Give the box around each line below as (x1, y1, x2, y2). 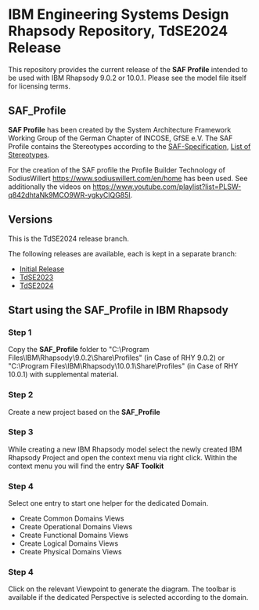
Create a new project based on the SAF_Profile (8, 407, 160, 416)
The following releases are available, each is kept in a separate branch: (8, 249, 237, 258)
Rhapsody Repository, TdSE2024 (8, 22, 228, 40)
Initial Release (19, 264, 65, 274)
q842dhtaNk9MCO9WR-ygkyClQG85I (8, 190, 131, 199)
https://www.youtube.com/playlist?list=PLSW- (92, 182, 242, 191)
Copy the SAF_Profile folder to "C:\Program (8, 345, 150, 354)
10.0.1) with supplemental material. (8, 370, 119, 379)
